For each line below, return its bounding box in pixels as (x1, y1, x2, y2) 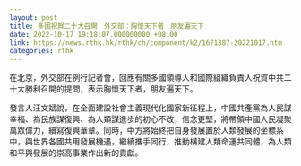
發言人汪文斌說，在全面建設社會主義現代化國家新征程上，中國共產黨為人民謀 (9, 102, 292, 113)
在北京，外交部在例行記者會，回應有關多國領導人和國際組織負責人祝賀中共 (9, 73, 284, 83)
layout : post (9, 13, 58, 22)
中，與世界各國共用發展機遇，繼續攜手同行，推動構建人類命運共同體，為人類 (9, 136, 292, 147)
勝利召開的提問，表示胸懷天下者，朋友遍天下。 (24, 83, 198, 94)
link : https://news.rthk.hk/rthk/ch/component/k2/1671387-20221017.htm (9, 38, 282, 48)
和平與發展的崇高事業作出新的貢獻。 (9, 147, 143, 158)
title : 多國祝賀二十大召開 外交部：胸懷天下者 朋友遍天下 (9, 22, 204, 31)
